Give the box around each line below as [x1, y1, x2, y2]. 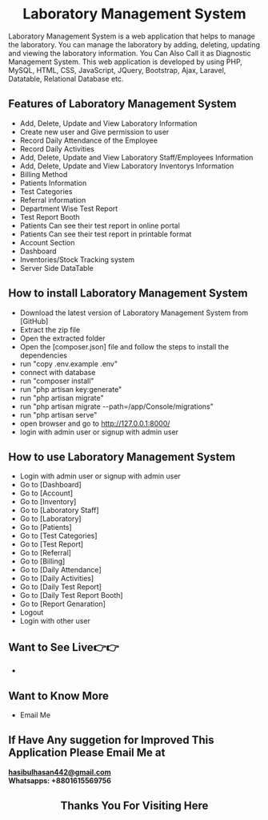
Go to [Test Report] [19, 539, 84, 549]
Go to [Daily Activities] [19, 574, 94, 584]
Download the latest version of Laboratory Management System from [19, 308, 249, 317]
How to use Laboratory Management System [8, 450, 236, 463]
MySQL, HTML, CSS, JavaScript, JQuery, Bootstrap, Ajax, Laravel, [8, 65, 226, 75]
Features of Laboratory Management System [8, 97, 237, 111]
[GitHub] [19, 316, 49, 325]
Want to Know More [8, 689, 110, 702]
